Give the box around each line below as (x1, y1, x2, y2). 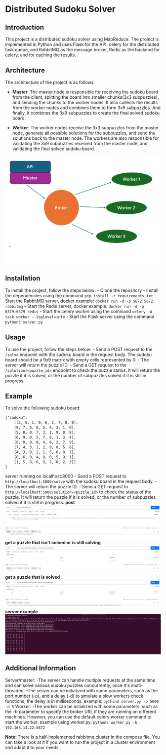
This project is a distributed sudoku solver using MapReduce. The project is (5, 36, 159, 42)
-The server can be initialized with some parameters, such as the (26, 687, 158, 693)
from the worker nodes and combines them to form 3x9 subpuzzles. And (12, 105, 161, 111)
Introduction (5, 23, 44, 32)
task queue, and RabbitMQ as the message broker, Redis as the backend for (5, 47, 160, 52)
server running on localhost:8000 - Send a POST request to (5, 473, 127, 479)
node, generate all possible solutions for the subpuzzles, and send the (12, 130, 156, 136)
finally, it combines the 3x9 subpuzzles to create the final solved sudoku (12, 110, 160, 116)
